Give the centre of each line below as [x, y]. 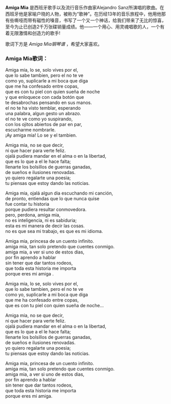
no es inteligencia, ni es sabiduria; [41, 220]
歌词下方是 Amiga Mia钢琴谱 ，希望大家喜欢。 [54, 44]
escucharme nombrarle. [31, 130]
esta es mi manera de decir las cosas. [45, 226]
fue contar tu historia [27, 204]
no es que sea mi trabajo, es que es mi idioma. [54, 231]
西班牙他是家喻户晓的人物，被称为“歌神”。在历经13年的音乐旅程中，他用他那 [86, 14]
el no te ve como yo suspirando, [39, 119]
